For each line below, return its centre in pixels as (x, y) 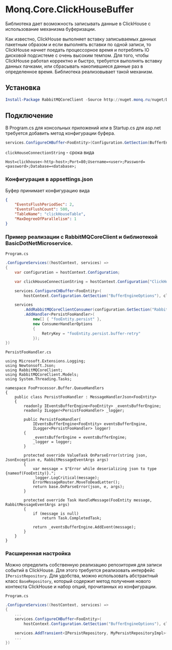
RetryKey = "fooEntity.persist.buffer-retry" (91, 333)
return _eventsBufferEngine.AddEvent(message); (84, 527)
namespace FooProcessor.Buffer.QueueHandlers (55, 388)
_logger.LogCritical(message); (66, 478)
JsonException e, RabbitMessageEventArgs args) (57, 460)
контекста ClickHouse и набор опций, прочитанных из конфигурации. (81, 586)
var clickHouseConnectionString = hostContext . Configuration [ (82, 281)
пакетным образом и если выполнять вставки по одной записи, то (78, 44)
